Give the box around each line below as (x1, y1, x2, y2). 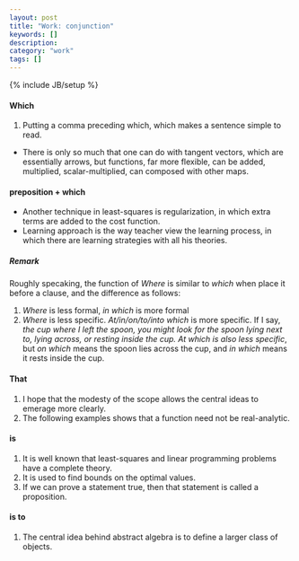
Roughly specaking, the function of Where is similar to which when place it (9, 278, 286, 289)
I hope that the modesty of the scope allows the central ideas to (22, 393, 259, 404)
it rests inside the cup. (22, 353, 105, 364)
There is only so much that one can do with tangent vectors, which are (22, 147, 285, 158)
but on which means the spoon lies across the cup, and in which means (22, 343, 287, 355)
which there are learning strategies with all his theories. (22, 235, 227, 246)
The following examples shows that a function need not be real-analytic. (22, 412, 290, 423)
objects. (22, 540, 53, 552)
